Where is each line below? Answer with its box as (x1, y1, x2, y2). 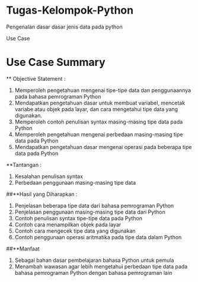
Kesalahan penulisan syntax (14, 173, 83, 180)
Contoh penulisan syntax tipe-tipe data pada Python (14, 214, 143, 221)
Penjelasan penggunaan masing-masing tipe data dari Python (14, 208, 166, 216)
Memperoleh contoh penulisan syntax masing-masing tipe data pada (14, 118, 183, 125)
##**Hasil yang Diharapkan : (6, 191, 78, 198)
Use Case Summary (6, 56, 106, 69)
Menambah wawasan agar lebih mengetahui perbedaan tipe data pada (14, 262, 188, 270)
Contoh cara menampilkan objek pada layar (14, 221, 122, 228)
